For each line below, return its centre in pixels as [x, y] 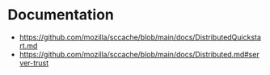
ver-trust [34, 63]
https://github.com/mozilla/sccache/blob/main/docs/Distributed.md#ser [139, 54]
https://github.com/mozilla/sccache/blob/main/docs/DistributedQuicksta [140, 37]
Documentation [61, 15]
